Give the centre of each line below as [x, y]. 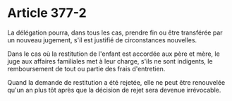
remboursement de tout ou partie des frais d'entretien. [86, 69]
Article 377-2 [47, 13]
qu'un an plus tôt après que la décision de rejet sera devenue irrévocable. [114, 90]
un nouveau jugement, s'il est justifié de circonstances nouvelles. [102, 40]
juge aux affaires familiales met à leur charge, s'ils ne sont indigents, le [110, 61]
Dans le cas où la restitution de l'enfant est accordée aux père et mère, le [114, 54]
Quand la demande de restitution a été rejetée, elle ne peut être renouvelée [116, 82]
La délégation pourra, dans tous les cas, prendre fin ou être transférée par [115, 32]
